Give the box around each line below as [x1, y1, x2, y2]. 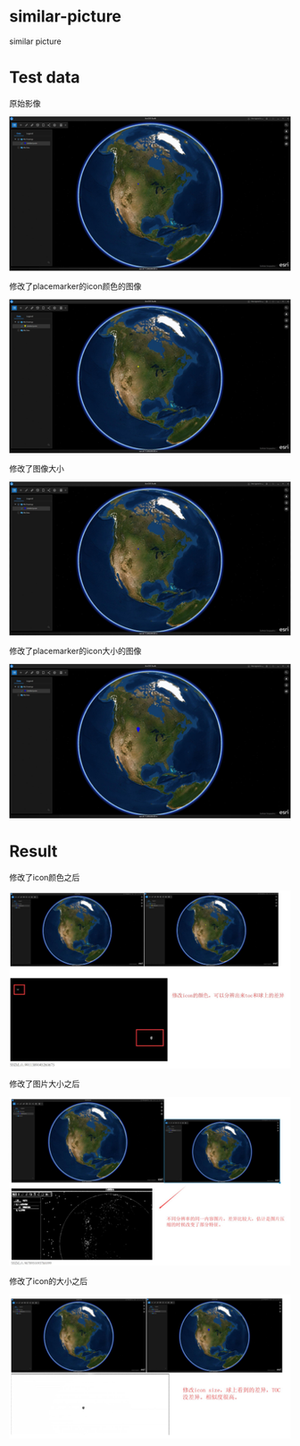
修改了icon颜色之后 [9, 872, 80, 882]
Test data [9, 67, 80, 88]
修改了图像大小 [9, 464, 64, 474]
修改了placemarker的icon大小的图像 [9, 646, 142, 657]
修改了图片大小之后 [9, 1078, 80, 1089]
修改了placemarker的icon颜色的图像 [9, 280, 142, 292]
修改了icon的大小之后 [9, 1275, 88, 1286]
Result [9, 841, 58, 862]
